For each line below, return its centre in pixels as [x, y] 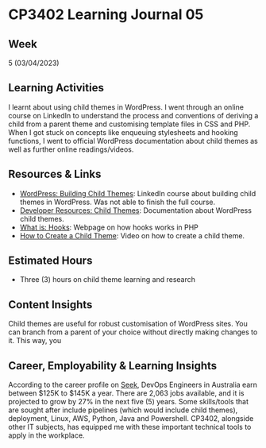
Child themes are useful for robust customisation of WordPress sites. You [128, 324]
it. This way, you [35, 341]
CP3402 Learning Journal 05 [106, 15]
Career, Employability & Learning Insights [113, 366]
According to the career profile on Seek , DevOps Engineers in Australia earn [133, 385]
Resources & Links [55, 174]
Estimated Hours [50, 261]
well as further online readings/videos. [71, 149]
